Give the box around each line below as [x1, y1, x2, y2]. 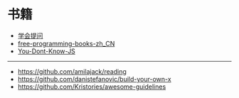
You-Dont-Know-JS [17, 47, 76, 55]
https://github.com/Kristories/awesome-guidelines [17, 82, 166, 91]
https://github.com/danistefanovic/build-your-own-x [17, 75, 172, 83]
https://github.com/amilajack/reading [17, 67, 127, 75]
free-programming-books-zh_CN [17, 39, 115, 48]
